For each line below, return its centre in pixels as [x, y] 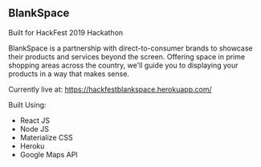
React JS [35, 120]
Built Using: [27, 104]
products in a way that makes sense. [69, 73]
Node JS [35, 128]
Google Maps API [49, 154]
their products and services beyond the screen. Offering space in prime [127, 56]
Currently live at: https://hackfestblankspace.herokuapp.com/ [110, 89]
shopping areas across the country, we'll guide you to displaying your [123, 65]
